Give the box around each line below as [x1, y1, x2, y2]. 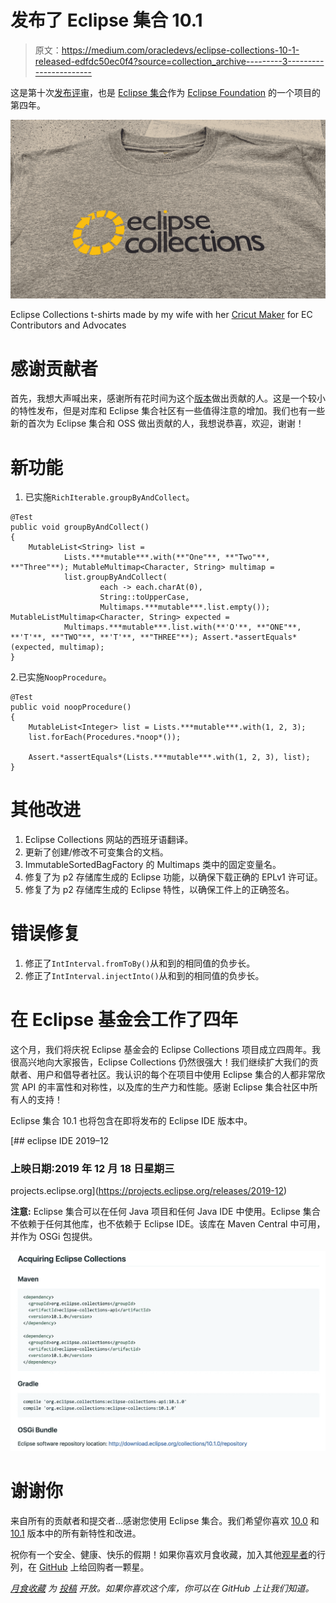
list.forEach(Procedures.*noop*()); [28, 732, 182, 743]
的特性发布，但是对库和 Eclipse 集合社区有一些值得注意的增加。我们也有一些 [10, 405, 326, 417]
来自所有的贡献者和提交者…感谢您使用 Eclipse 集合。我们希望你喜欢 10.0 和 [10, 1514, 320, 1526]
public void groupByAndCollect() [10, 522, 150, 533]
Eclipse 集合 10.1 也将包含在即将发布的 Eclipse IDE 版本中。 [10, 1115, 253, 1127]
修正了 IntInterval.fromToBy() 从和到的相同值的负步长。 [24, 957, 256, 970]
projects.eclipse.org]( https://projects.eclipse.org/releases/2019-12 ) [10, 1185, 288, 1197]
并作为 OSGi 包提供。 [10, 1231, 98, 1243]
